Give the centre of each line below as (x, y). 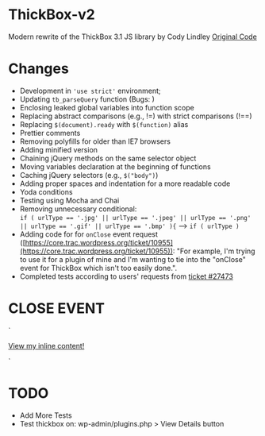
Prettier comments (50, 133)
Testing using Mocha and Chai (69, 200)
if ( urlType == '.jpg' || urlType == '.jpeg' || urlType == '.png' (135, 218)
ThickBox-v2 (52, 15)
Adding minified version (58, 149)
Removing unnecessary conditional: (78, 209)
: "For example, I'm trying (214, 251)
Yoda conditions (46, 191)
